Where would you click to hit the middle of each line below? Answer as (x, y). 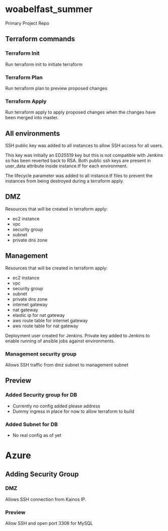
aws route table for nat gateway (46, 326)
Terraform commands (40, 39)
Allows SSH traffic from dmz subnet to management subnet (67, 365)
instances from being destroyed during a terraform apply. (65, 181)
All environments (33, 134)
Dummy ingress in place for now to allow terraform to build (73, 411)
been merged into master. (32, 118)
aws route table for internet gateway (50, 320)
